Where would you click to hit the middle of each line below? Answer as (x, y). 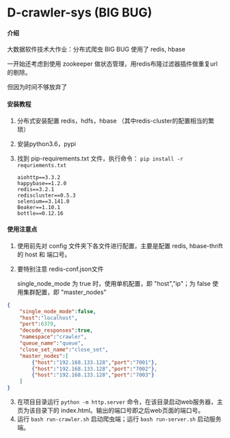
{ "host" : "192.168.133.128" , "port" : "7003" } (93, 375)
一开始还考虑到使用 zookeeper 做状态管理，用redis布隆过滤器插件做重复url (112, 64)
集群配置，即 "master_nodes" (65, 292)
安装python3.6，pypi (47, 144)
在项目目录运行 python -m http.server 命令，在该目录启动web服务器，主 (120, 402)
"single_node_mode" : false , (58, 311)
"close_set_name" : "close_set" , (64, 350)
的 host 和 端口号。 (44, 254)
